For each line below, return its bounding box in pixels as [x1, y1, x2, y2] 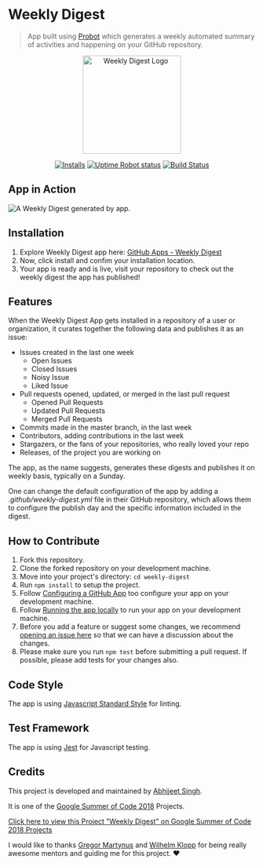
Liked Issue [31, 381, 68, 390]
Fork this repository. [19, 555, 85, 565]
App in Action [8, 183, 76, 196]
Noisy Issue [31, 373, 70, 382]
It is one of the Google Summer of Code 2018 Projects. [8, 801, 185, 810]
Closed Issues [31, 364, 78, 374]
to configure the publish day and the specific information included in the [8, 503, 242, 513]
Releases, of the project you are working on [19, 448, 161, 457]
